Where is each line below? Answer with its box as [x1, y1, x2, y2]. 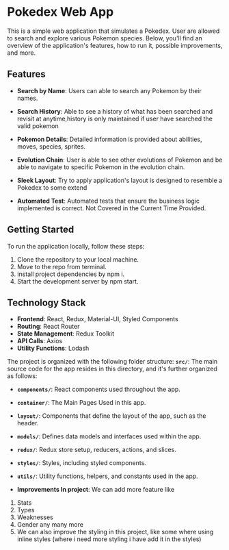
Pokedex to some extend [16, 183, 87, 192]
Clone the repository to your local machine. [16, 255, 139, 264]
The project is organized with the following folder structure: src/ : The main [7, 358, 218, 366]
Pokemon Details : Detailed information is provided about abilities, [16, 135, 203, 143]
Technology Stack [7, 297, 86, 308]
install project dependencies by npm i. [16, 270, 125, 278]
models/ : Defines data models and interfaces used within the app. [16, 432, 202, 440]
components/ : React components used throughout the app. [16, 385, 181, 394]
